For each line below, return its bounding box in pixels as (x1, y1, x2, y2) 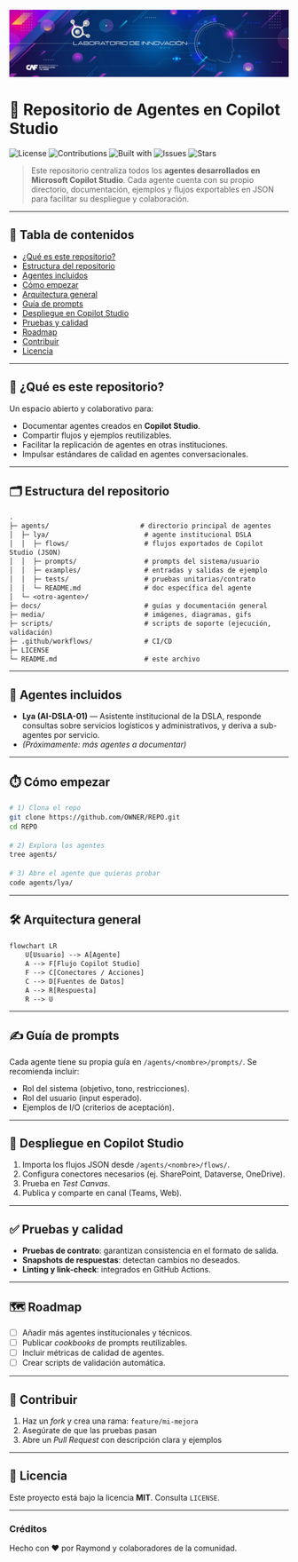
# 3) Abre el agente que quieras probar (9, 869, 161, 878)
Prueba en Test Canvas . (21, 1178, 111, 1189)
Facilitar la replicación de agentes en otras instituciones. (21, 439, 229, 449)
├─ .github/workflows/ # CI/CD (9, 637, 173, 646)
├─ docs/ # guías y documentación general (9, 601, 268, 611)
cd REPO (9, 822, 38, 831)
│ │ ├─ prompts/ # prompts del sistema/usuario (9, 557, 260, 567)
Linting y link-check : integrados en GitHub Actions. (21, 1265, 211, 1275)
